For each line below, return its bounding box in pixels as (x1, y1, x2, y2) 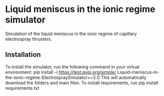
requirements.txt (5, 85, 39, 91)
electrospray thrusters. (5, 36, 52, 42)
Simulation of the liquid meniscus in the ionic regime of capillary (5, 30, 137, 36)
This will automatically (100, 74, 146, 80)
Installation (5, 50, 41, 59)
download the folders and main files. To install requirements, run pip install (5, 79, 158, 85)
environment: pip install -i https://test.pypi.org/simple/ (5, 69, 116, 75)
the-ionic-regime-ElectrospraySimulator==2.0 (5, 74, 100, 80)
